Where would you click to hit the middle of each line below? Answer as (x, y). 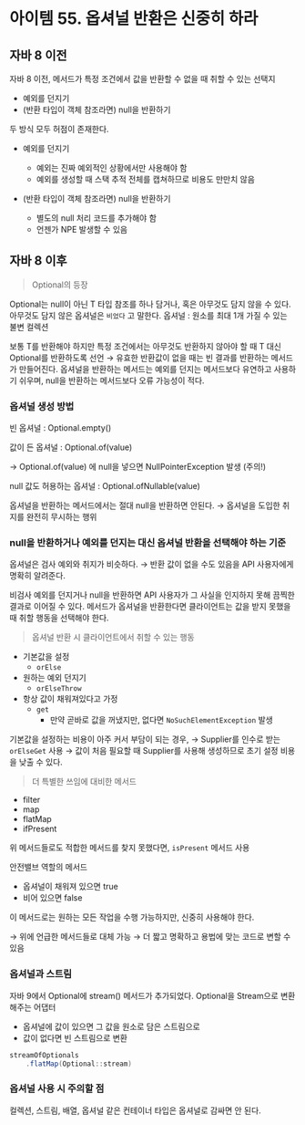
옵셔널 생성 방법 (42, 406)
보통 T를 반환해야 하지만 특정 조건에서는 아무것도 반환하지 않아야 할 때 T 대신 (146, 346)
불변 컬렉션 (29, 327)
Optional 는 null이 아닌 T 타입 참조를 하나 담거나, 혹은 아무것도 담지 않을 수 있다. (150, 304)
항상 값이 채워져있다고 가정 (70, 699)
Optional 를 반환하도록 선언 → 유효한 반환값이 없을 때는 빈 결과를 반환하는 (139, 358)
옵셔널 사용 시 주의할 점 (57, 1089)
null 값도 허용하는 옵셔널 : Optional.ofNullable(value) (105, 486)
